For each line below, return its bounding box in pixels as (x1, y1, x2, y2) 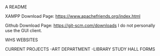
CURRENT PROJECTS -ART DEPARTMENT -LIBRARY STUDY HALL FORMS (5, 46, 156, 52)
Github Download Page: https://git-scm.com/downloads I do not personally (5, 22, 156, 28)
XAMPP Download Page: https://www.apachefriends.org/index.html (5, 13, 141, 19)
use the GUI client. (5, 28, 42, 33)
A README (5, 4, 27, 10)
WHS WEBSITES (5, 37, 38, 43)
